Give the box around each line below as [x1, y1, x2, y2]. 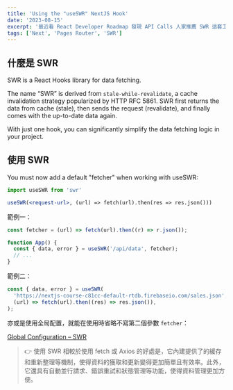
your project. [7, 133, 44, 141]
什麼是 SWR [7, 57, 59, 69]
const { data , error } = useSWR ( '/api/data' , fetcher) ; [13, 245, 178, 252]
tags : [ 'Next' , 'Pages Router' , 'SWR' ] [7, 29, 123, 37]
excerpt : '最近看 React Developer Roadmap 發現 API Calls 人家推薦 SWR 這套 [7, 23, 223, 30]
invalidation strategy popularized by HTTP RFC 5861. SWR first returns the [7, 97, 220, 105]
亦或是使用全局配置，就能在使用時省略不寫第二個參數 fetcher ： [7, 318, 189, 327]
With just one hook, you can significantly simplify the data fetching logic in [7, 125, 220, 133]
